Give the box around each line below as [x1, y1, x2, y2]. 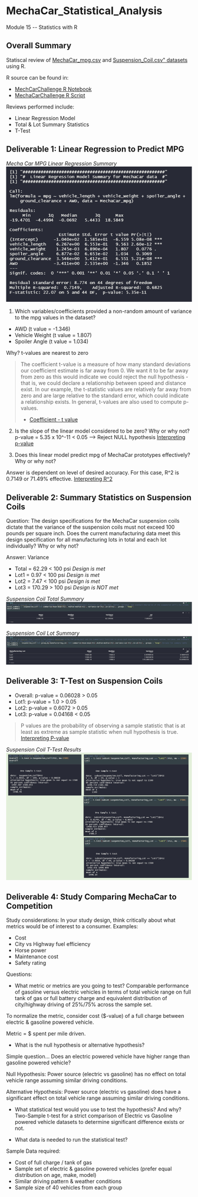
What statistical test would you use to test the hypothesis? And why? [14, 1106, 181, 1113]
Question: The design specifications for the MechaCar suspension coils [6, 517, 180, 525]
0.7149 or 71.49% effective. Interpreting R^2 [6, 476, 113, 483]
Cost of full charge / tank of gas [14, 1159, 93, 1166]
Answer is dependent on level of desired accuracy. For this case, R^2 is [6, 469, 180, 476]
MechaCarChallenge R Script [14, 91, 85, 98]
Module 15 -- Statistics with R [6, 24, 78, 31]
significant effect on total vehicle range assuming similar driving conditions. [6, 1094, 190, 1102]
